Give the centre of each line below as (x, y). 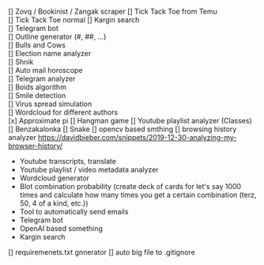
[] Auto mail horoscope (45, 70)
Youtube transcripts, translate (68, 161)
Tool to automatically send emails (74, 212)
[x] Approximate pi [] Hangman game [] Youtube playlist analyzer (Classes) (130, 121)
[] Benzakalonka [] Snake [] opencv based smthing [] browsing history (123, 129)
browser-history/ (36, 146)
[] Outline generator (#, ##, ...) (57, 36)
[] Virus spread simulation (50, 104)
